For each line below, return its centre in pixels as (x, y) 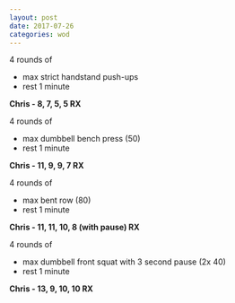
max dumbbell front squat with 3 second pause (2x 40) (124, 262)
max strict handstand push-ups (80, 77)
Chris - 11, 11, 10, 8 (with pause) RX (75, 227)
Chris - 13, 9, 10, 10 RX (52, 289)
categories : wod (39, 34)
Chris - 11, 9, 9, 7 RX (47, 166)
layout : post (34, 17)
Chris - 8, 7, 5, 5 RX (45, 104)
